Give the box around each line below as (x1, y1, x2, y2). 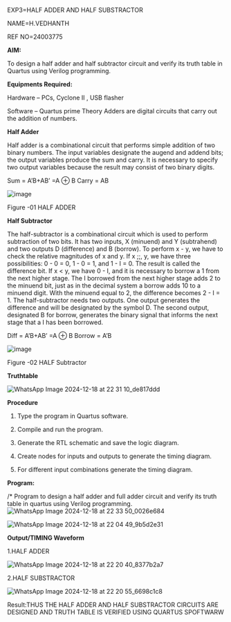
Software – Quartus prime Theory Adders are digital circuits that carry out (7, 107, 218, 115)
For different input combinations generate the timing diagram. (17, 466, 193, 473)
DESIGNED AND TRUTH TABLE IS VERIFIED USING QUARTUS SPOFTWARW (7, 608, 225, 616)
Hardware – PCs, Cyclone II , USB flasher (7, 93, 124, 102)
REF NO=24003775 (7, 32, 64, 41)
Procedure (7, 399, 38, 406)
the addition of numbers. (7, 114, 77, 122)
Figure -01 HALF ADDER (7, 203, 76, 211)
